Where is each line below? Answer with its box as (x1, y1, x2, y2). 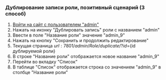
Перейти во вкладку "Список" (12, 59, 78, 65)
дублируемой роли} (12, 48, 56, 54)
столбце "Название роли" (12, 69, 68, 75)
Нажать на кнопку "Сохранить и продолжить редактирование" (12, 37, 149, 43)
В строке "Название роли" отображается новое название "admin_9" (12, 53, 159, 59)
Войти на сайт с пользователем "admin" (12, 21, 99, 27)
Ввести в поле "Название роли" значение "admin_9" (12, 32, 125, 38)
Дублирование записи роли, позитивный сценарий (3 (5, 4, 145, 11)
